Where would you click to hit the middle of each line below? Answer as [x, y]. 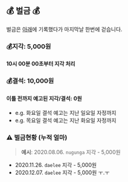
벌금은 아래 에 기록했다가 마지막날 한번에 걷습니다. [64, 29]
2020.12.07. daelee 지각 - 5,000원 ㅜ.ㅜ [62, 172]
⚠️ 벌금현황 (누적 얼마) [37, 138]
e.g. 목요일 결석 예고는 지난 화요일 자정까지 [66, 120]
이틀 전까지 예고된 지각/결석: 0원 [44, 98]
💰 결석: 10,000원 [30, 81]
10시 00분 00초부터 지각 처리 [41, 64]
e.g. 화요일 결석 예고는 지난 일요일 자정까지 [66, 113]
